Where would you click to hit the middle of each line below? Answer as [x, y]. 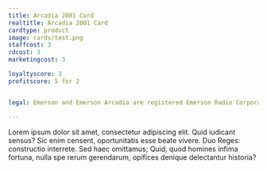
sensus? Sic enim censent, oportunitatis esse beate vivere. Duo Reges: [124, 140]
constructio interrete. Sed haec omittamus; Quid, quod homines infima [123, 149]
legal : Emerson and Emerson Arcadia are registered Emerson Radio [120, 102]
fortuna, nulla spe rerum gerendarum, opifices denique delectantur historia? [132, 157]
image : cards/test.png [46, 38]
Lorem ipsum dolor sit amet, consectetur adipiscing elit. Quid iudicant [122, 132]
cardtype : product [39, 30]
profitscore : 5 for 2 [44, 81]
